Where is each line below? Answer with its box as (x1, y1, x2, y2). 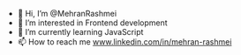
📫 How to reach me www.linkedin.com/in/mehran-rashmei (17, 37, 232, 47)
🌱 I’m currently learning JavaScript (17, 27, 144, 37)
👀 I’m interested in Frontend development (17, 17, 168, 28)
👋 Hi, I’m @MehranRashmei (17, 9, 117, 18)
